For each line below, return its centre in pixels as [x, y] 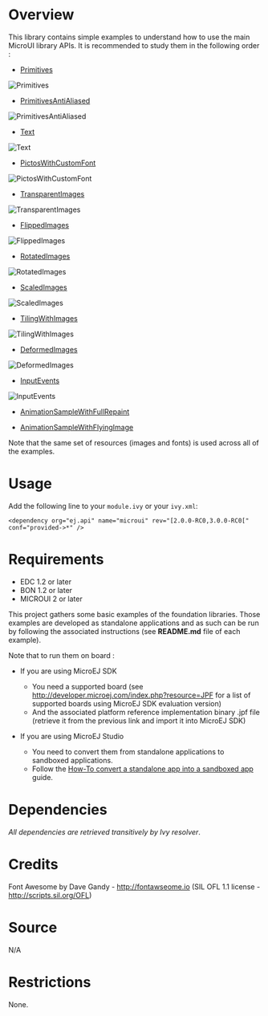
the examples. [32, 451]
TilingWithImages [49, 318]
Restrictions [50, 982]
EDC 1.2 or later [46, 581]
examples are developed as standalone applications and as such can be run [134, 623]
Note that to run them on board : [61, 655]
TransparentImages [52, 193]
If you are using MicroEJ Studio [72, 736]
